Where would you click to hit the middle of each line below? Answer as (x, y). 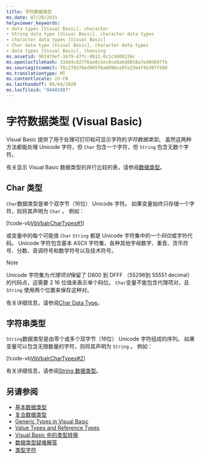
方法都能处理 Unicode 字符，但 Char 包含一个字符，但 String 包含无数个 (95, 147)
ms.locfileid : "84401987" (38, 90)
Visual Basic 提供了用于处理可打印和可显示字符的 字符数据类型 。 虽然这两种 (99, 139)
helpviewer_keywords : (33, 23)
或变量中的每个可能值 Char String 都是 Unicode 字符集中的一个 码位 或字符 (97, 236)
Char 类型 (25, 188)
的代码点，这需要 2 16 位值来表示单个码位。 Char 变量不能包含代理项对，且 (98, 282)
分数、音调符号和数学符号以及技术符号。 (67, 251)
